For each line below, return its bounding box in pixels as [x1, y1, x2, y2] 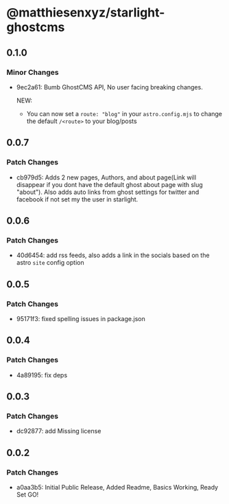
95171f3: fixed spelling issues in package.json [16, 314, 145, 322]
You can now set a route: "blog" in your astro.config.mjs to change [26, 109, 223, 118]
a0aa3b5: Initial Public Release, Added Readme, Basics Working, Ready [16, 483, 219, 491]
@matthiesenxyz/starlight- [6, 5, 165, 21]
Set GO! [16, 490, 39, 498]
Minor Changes [6, 67, 59, 77]
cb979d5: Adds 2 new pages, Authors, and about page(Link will [16, 173, 197, 182]
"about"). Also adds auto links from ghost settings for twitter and [16, 188, 200, 196]
